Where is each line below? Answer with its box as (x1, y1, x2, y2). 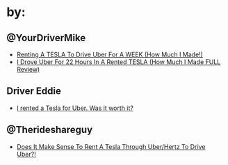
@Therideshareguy (6, 124, 93, 136)
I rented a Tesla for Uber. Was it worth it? (16, 104, 133, 112)
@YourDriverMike (6, 32, 86, 44)
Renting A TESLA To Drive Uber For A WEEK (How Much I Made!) (16, 50, 203, 58)
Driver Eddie (6, 85, 62, 97)
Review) (16, 65, 40, 73)
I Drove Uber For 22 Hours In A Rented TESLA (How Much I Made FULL (16, 58, 221, 66)
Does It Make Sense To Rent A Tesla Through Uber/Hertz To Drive (16, 142, 206, 150)
